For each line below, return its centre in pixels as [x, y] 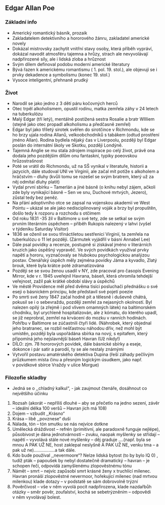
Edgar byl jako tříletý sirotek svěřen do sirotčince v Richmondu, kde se [83, 129]
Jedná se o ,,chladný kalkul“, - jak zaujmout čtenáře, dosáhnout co [80, 388]
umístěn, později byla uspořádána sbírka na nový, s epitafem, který [80, 333]
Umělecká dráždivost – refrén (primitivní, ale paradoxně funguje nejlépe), [86, 429]
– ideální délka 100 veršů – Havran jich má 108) [59, 409]
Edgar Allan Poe [30, 8]
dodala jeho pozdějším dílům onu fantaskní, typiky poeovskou [75, 156]
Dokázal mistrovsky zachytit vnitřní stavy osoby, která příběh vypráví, [82, 48]
